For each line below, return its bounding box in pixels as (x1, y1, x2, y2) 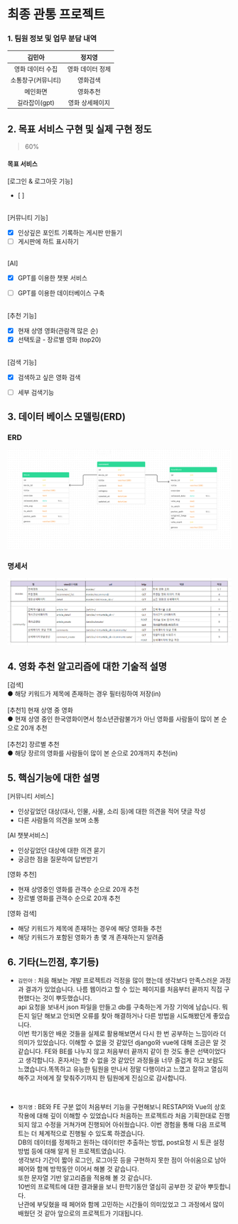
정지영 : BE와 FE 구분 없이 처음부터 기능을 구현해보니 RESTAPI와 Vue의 (17, 1103, 213, 1111)
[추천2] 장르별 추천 (7, 740, 60, 749)
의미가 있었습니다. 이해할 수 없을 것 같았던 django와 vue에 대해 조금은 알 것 (17, 1038, 227, 1047)
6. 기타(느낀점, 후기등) (7, 956, 99, 968)
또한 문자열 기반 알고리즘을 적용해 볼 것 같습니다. (17, 1174, 153, 1182)
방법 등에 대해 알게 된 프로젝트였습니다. (17, 1147, 126, 1156)
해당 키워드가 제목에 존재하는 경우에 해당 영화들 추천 (17, 924, 162, 933)
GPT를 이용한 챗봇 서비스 (17, 273, 87, 282)
